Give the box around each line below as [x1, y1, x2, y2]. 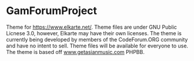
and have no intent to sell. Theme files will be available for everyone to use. [6, 42, 189, 49]
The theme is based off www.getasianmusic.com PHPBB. [6, 48, 145, 55]
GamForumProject [6, 4, 98, 18]
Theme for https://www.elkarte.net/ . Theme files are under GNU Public [6, 23, 178, 30]
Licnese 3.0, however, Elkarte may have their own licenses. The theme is [6, 29, 182, 36]
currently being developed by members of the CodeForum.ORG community [6, 36, 188, 43]
